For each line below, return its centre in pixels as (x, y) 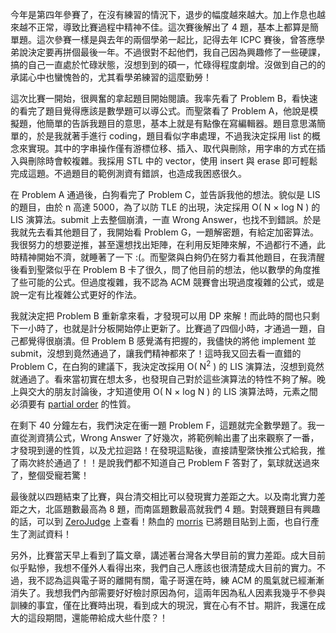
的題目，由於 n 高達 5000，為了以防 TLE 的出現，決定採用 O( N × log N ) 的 (165, 207)
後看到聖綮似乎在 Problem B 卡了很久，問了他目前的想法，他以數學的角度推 (165, 269)
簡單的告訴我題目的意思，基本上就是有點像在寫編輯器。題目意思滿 (180, 123)
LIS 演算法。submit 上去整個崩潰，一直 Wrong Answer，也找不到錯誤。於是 (166, 219)
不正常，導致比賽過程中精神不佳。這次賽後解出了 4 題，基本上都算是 (168, 27)
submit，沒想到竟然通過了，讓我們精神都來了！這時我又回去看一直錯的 (156, 353)
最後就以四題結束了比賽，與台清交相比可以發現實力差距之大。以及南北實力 (163, 496)
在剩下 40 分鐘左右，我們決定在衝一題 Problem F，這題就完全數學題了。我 (163, 425)
